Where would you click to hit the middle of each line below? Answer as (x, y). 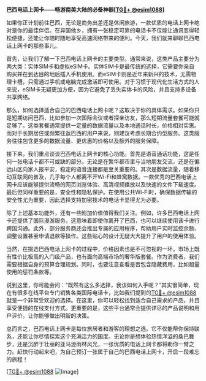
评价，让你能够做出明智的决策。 (52, 316)
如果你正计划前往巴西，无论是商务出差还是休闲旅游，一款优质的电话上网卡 (100, 23)
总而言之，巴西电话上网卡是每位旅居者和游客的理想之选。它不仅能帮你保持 (100, 329)
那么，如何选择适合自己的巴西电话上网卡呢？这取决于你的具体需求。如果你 (100, 110)
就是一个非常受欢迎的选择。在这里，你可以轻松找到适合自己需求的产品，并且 (103, 300)
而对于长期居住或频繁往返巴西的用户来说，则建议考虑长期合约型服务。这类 (100, 133)
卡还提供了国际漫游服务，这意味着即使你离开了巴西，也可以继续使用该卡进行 (103, 221)
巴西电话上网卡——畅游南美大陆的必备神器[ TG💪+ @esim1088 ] (86, 10)
